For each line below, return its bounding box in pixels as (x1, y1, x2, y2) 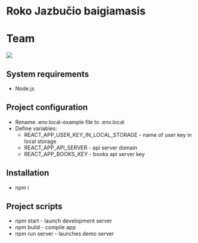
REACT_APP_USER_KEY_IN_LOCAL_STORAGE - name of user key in (23, 131, 192, 138)
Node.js (14, 84, 35, 92)
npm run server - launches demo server (14, 230, 114, 238)
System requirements (6, 69, 89, 79)
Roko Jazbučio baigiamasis (6, 4, 146, 18)
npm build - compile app (14, 224, 76, 231)
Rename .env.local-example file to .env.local (14, 118, 125, 125)
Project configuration (6, 103, 88, 113)
